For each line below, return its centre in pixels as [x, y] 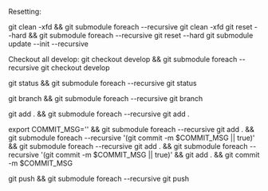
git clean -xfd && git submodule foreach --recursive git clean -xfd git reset [130, 27]
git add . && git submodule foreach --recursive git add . [99, 114]
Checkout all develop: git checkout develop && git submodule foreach [123, 59]
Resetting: [25, 12]
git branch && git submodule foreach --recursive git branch [106, 98]
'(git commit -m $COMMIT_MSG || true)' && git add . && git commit [150, 155]
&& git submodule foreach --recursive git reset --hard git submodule [141, 35]
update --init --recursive [49, 44]
